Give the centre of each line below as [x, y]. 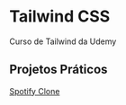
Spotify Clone [35, 91]
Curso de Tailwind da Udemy [63, 41]
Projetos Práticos [58, 70]
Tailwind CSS [60, 17]
